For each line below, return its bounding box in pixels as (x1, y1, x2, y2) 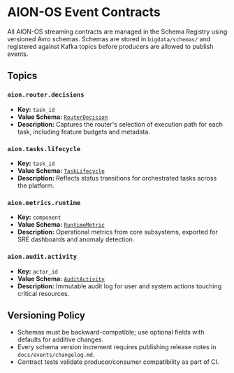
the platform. (17, 181, 54, 190)
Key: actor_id (17, 267, 58, 275)
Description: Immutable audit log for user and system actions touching (17, 281, 222, 290)
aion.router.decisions (7, 91, 85, 99)
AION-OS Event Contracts (7, 4, 161, 20)
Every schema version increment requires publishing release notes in (17, 343, 217, 351)
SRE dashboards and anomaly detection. (17, 235, 135, 244)
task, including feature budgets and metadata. (17, 127, 150, 136)
